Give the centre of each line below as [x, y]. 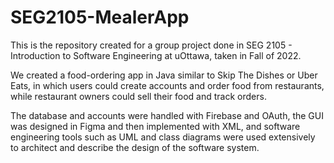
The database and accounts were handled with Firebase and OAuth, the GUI [167, 115]
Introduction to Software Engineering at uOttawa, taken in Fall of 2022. [156, 55]
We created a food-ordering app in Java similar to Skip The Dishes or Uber [164, 75]
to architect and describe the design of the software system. [135, 147]
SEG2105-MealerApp [100, 17]
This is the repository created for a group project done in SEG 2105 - [151, 45]
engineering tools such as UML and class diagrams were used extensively [163, 137]
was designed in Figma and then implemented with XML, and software [155, 126]
